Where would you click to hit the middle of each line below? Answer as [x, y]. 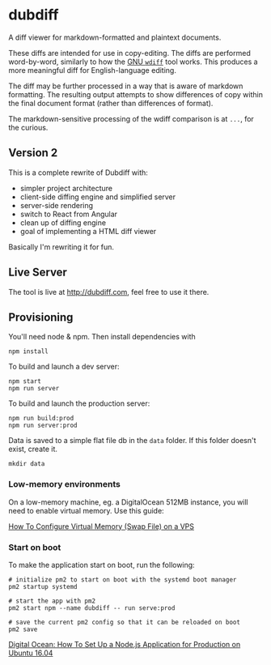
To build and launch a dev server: [64, 367]
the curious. [28, 127]
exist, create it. [33, 449]
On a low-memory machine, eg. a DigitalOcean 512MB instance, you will [128, 502]
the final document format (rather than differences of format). [111, 103]
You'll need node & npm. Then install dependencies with [102, 337]
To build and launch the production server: [79, 403]
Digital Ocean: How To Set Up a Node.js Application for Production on [125, 644]
